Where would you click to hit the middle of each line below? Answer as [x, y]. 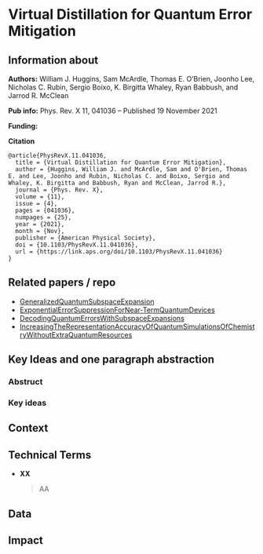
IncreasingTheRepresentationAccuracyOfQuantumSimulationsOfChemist [137, 326]
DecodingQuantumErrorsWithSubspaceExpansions [102, 318]
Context [28, 428]
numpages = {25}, [44, 217]
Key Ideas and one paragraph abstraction [111, 360]
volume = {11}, [40, 197]
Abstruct [26, 382]
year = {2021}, [40, 224]
